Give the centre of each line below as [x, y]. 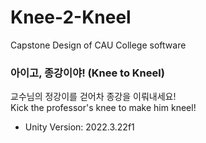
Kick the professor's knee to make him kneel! [103, 108]
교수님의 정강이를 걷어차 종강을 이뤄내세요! [93, 97]
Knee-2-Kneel [71, 17]
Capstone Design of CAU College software [98, 45]
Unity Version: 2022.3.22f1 [79, 127]
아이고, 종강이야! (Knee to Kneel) [87, 73]
